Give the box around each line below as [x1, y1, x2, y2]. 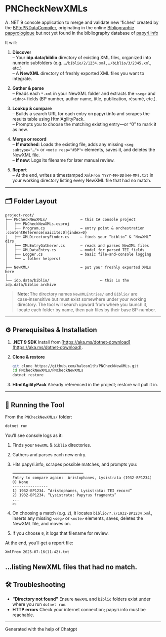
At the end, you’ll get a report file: [5, 540, 74, 546]
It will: [5, 39, 17, 45]
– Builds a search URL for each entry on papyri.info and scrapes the [12, 110, 150, 117]
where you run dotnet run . [12, 601, 67, 607]
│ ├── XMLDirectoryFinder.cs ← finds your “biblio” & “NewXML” [5, 234, 152, 239]
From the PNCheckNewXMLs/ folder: [5, 414, 73, 420]
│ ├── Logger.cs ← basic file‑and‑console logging [5, 252, 152, 257]
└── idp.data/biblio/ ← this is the [5, 278, 129, 283]
